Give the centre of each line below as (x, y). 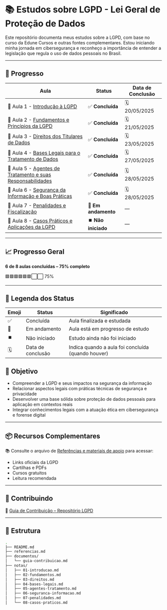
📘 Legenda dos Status (40, 298)
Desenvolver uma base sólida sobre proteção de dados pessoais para (84, 399)
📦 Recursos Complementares (53, 436)
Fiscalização (22, 211)
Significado (114, 312)
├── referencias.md (25, 552)
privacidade (25, 394)
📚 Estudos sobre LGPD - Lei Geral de (83, 10)
